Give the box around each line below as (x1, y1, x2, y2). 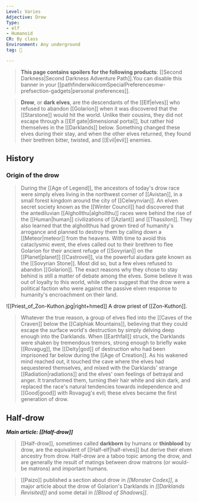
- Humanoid (6, 31, 33, 37)
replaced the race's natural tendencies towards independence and (20, 383, 183, 390)
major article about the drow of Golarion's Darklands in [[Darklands (20, 483, 185, 490)
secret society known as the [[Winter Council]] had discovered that (20, 203, 184, 210)
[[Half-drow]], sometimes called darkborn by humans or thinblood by (20, 440, 191, 447)
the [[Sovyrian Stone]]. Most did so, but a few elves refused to (20, 260, 173, 267)
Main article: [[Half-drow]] (6, 429, 73, 436)
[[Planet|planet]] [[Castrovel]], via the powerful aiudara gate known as (20, 253, 192, 260)
